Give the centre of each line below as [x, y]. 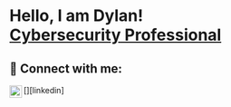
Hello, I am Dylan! [76, 16]
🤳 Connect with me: [66, 68]
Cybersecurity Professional [115, 35]
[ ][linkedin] [44, 90]
